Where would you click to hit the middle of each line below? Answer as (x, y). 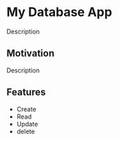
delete (26, 131)
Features (26, 92)
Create (26, 109)
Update (27, 124)
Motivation (31, 53)
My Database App (59, 12)
